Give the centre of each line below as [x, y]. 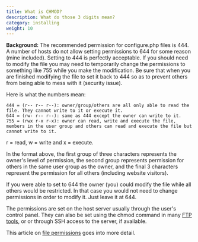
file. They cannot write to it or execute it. [65, 111]
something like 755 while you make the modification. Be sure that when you [98, 70]
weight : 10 [20, 28]
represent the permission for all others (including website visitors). [87, 173]
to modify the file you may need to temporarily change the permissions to [96, 64]
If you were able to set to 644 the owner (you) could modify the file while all [99, 184]
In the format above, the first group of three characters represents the [91, 154]
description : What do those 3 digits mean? [61, 17]
